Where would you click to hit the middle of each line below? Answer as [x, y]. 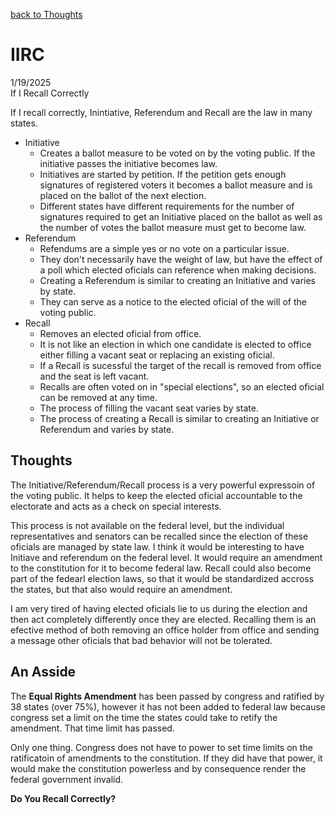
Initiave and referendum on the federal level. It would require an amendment [166, 557]
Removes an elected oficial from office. [120, 333]
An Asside [43, 672]
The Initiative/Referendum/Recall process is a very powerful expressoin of [163, 485]
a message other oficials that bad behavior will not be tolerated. [141, 640]
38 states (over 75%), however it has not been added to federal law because [168, 706]
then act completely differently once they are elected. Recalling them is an [163, 619]
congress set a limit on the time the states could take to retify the [144, 717]
